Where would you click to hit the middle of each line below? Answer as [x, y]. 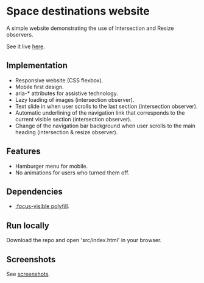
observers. [20, 34]
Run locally [28, 225]
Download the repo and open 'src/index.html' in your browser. [84, 240]
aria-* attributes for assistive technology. [66, 93]
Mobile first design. [39, 87]
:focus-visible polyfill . [42, 206]
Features [23, 152]
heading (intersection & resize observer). [66, 132]
